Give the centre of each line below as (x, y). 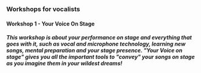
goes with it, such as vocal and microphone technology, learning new (96, 44)
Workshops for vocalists (43, 9)
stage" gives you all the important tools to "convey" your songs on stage (101, 57)
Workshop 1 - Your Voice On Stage (51, 24)
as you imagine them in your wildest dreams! (64, 63)
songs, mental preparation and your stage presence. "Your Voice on (94, 50)
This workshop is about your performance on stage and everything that (99, 38)
